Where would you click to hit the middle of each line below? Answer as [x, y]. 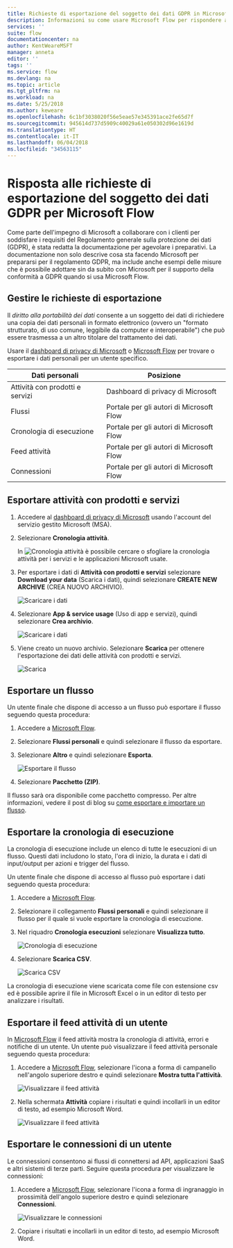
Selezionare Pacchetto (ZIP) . [59, 782]
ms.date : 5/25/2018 [35, 104]
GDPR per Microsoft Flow [81, 213]
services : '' [26, 26]
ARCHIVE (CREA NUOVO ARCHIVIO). [70, 587]
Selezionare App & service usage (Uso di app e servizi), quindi [107, 614]
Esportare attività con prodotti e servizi [94, 500]
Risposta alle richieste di [79, 184]
